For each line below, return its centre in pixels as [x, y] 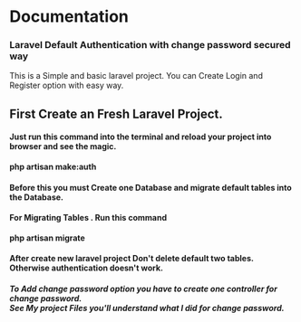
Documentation [69, 17]
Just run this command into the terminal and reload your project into [141, 137]
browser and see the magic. [63, 147]
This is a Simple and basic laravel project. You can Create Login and [136, 76]
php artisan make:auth [53, 167]
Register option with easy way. [67, 85]
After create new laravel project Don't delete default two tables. [131, 259]
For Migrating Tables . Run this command [88, 218]
